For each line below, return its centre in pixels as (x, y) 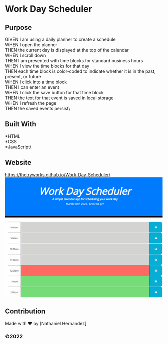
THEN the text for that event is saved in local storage (59, 98)
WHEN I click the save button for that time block (54, 92)
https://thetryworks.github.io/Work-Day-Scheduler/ (58, 175)
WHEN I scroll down (26, 55)
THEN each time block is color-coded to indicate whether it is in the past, (80, 71)
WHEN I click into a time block (36, 82)
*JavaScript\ (18, 147)
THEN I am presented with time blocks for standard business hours (74, 60)
